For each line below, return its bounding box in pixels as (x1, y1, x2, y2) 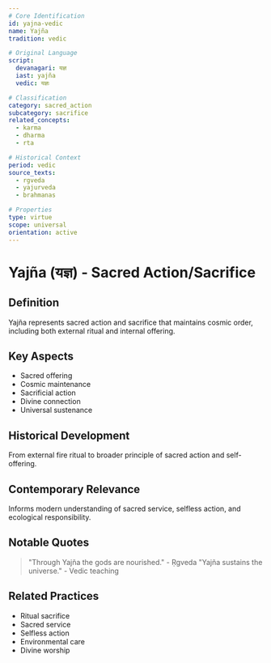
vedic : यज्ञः (15, 79, 50, 87)
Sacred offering (19, 371, 73, 380)
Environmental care (19, 636, 85, 646)
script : (8, 57, 35, 65)
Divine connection (19, 397, 81, 406)
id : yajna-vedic (8, 19, 63, 28)
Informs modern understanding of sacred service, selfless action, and (8, 504, 241, 513)
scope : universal (8, 220, 67, 229)
